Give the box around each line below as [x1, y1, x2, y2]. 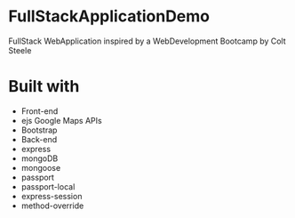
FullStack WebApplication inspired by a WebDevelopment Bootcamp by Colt [8, 36, 286, 46]
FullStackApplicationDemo [8, 6, 211, 27]
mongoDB [20, 153, 59, 164]
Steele [8, 44, 32, 55]
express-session [20, 190, 83, 201]
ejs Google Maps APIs [20, 115, 103, 125]
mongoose [20, 162, 61, 173]
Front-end [20, 105, 59, 117]
